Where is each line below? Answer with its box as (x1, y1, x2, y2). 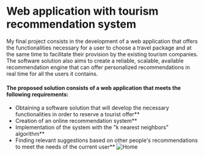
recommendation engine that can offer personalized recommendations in (6, 63, 191, 71)
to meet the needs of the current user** (15, 143, 115, 150)
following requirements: (6, 91, 69, 98)
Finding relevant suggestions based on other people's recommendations (15, 136, 199, 144)
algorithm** (15, 130, 45, 138)
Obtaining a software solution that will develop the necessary (15, 104, 169, 111)
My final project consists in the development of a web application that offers (6, 37, 198, 45)
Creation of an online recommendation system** (15, 117, 137, 125)
